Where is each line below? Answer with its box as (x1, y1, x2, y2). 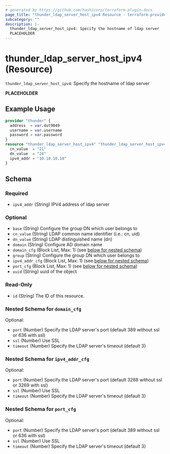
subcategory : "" (5, 17, 39, 22)
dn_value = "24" (10, 151, 47, 156)
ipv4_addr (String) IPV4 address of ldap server (12, 201, 110, 208)
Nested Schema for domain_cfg (5, 305, 82, 312)
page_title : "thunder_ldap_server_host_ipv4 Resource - (5, 12, 125, 17)
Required (5, 190, 28, 197)
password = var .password (10, 132, 62, 137)
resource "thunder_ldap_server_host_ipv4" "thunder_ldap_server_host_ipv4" (5, 142, 168, 147)
